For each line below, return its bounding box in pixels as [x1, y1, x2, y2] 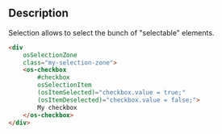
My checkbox [37, 103, 78, 111]
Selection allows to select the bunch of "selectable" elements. [8, 27, 215, 37]
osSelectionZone [23, 51, 78, 59]
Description [8, 6, 69, 20]
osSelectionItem [37, 81, 92, 90]
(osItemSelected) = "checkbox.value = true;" [37, 89, 186, 97]
